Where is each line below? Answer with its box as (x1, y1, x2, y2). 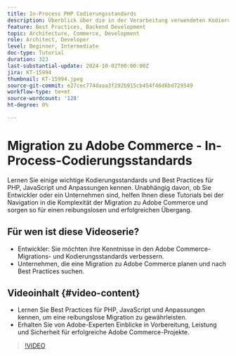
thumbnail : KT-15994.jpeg (7, 75, 83, 83)
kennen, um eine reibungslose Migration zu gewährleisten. (17, 313, 188, 322)
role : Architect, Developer (7, 36, 90, 43)
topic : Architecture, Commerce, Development (7, 29, 140, 37)
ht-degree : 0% (7, 102, 49, 109)
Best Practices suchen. (17, 267, 84, 275)
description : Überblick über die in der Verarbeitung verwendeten (7, 17, 206, 24)
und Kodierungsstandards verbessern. (52, 252, 164, 260)
